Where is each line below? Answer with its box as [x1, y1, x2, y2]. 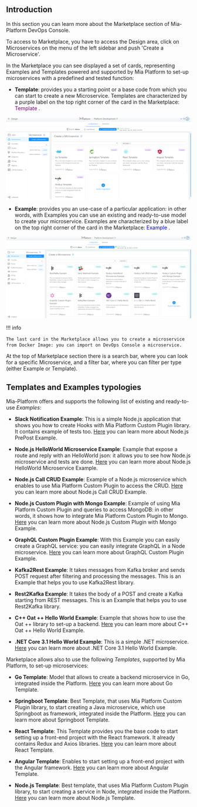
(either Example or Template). [6, 365, 78, 372]
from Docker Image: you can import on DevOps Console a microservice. [6, 342, 182, 348]
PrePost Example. [14, 434, 57, 441]
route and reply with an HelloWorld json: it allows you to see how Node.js [14, 452, 191, 459]
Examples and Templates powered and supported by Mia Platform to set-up [6, 68, 189, 75]
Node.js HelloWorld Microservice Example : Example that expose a [14, 445, 178, 452]
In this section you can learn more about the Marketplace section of [6, 20, 170, 27]
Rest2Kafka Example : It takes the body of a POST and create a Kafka [14, 590, 183, 597]
